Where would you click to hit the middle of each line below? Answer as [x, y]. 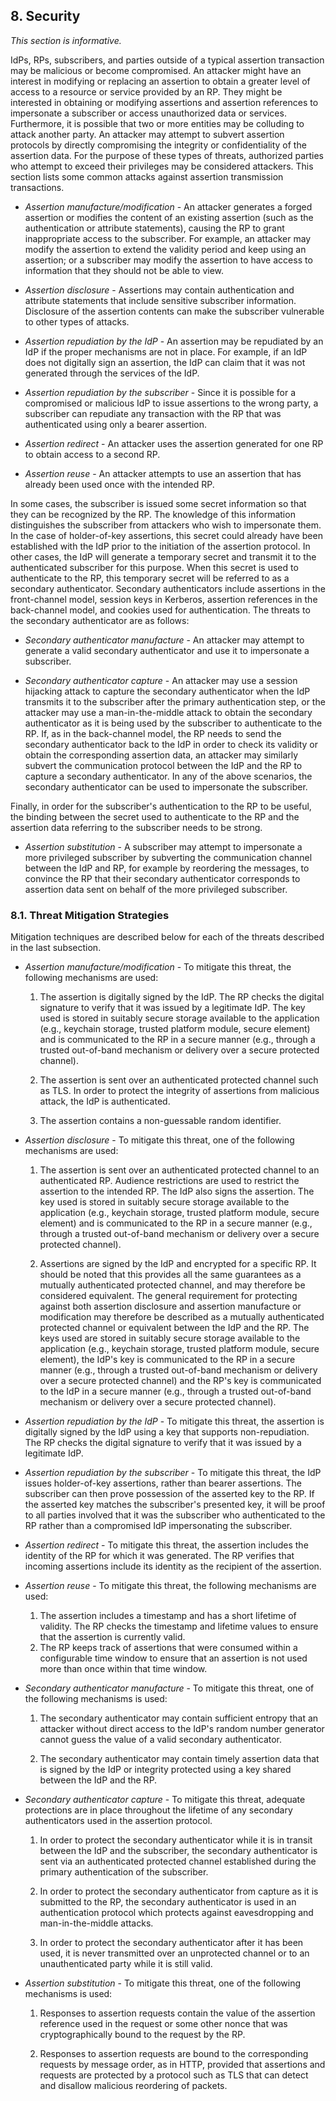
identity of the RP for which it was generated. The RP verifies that [159, 1556]
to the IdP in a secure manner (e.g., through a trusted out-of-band [175, 1391]
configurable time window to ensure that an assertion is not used [173, 1658]
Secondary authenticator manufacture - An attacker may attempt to [164, 640]
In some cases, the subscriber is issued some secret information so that [158, 503]
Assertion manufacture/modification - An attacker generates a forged [168, 206]
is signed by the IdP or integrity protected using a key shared [165, 1770]
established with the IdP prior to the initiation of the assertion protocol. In [160, 546]
